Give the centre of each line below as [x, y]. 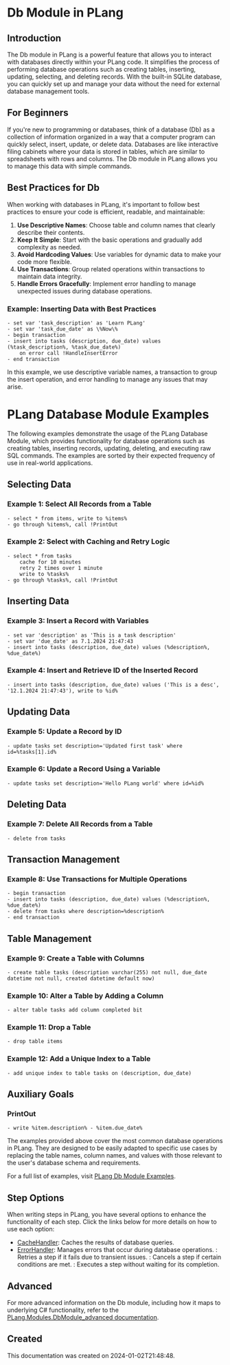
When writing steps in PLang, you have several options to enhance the [107, 1215]
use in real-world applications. [50, 462]
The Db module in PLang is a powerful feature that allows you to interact [109, 54]
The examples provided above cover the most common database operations [115, 1141]
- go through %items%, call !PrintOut [62, 524]
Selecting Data [39, 485]
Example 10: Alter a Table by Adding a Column [85, 996]
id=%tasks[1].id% [32, 752]
